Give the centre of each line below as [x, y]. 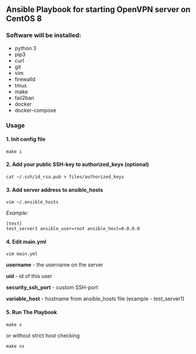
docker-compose [35, 110]
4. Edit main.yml [26, 241]
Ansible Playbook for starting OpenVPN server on [98, 10]
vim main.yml [22, 254]
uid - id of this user [29, 276]
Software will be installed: [44, 36]
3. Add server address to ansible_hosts [55, 190]
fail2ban [24, 98]
